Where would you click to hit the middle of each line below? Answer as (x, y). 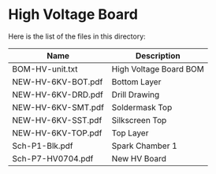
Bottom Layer (136, 82)
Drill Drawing (136, 94)
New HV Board (139, 158)
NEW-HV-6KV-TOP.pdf (57, 133)
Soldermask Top (142, 107)
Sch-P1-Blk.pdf (43, 146)
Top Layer (130, 133)
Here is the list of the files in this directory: (77, 36)
